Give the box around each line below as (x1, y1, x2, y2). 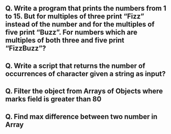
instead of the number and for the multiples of (5, 20, 155, 29)
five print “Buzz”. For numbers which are (5, 28, 138, 37)
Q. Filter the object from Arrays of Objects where (5, 87, 163, 96)
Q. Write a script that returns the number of (5, 61, 145, 70)
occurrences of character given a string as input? (5, 69, 166, 78)
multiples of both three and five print (5, 36, 125, 45)
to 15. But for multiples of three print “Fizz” (5, 12, 144, 21)
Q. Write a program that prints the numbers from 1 (5, 4, 166, 13)
